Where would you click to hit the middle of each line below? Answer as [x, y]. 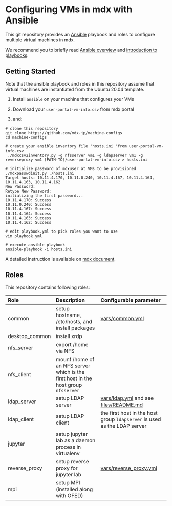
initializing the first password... [44, 196]
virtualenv [68, 453]
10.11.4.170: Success [28, 200]
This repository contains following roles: [48, 287]
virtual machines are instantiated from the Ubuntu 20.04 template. [75, 89]
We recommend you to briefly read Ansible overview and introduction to [81, 50]
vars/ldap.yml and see [127, 398]
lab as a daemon [76, 440]
